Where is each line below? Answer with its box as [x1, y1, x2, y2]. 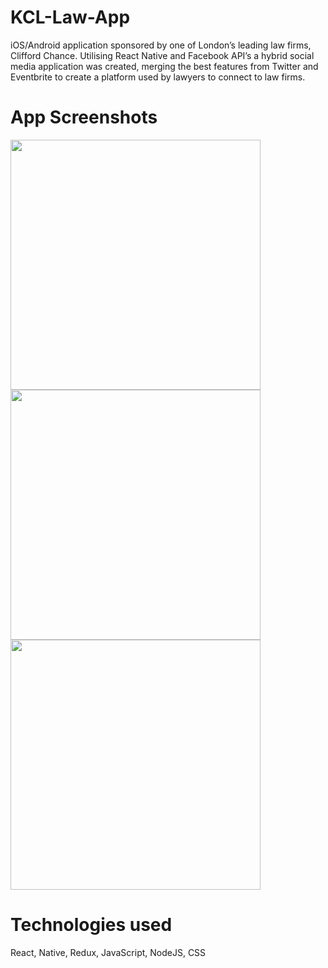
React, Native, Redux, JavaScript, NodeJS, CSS [10, 946, 207, 958]
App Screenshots [10, 106, 158, 129]
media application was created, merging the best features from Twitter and [10, 60, 319, 72]
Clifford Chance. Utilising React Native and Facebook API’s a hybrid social [10, 49, 315, 61]
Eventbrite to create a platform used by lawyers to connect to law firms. [10, 71, 306, 83]
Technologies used [10, 914, 173, 936]
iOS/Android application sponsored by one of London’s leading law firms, [10, 39, 312, 51]
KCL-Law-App [10, 6, 131, 29]
